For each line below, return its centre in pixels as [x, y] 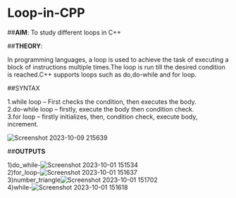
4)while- [20, 187]
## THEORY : [25, 46]
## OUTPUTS [26, 151]
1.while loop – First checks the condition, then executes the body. [102, 101]
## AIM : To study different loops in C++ [64, 32]
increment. [23, 124]
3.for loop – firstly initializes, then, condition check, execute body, [103, 117]
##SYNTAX [24, 88]
